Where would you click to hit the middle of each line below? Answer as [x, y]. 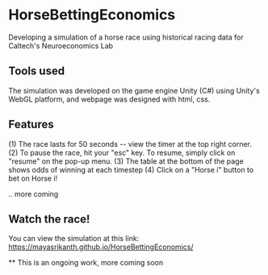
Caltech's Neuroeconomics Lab [61, 45]
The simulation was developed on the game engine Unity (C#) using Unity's [134, 90]
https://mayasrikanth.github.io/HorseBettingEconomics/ [101, 247]
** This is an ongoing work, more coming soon [86, 263]
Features [31, 125]
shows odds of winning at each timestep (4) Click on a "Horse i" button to [131, 169]
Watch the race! [49, 219]
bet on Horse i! [33, 178]
